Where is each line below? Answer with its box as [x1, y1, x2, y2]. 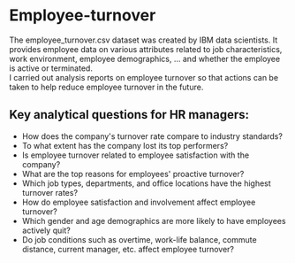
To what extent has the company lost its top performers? [21, 140, 229, 151]
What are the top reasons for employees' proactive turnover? [21, 168, 245, 179]
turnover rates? [21, 187, 78, 197]
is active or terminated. [9, 63, 93, 73]
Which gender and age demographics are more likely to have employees [21, 215, 286, 226]
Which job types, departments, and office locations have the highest [21, 178, 271, 189]
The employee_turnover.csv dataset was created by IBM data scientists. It [9, 35, 278, 45]
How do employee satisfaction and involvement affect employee [21, 197, 256, 207]
